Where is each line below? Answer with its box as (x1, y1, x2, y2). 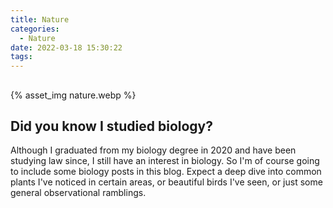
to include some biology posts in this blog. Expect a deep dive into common (10, 166, 322, 178)
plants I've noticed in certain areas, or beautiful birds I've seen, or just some (10, 176, 323, 188)
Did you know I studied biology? (10, 117, 214, 135)
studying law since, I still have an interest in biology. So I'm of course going (10, 155, 320, 167)
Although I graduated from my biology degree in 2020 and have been (10, 144, 297, 156)
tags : (10, 52, 33, 62)
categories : (10, 24, 60, 34)
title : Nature (10, 14, 70, 25)
